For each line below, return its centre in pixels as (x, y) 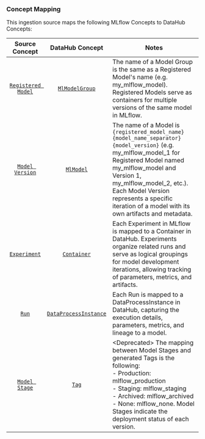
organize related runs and (149, 247)
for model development (146, 262)
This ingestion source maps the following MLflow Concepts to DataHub (96, 23)
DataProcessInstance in (146, 302)
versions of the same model (152, 107)
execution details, (138, 317)
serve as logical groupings (150, 254)
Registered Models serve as (152, 92)
